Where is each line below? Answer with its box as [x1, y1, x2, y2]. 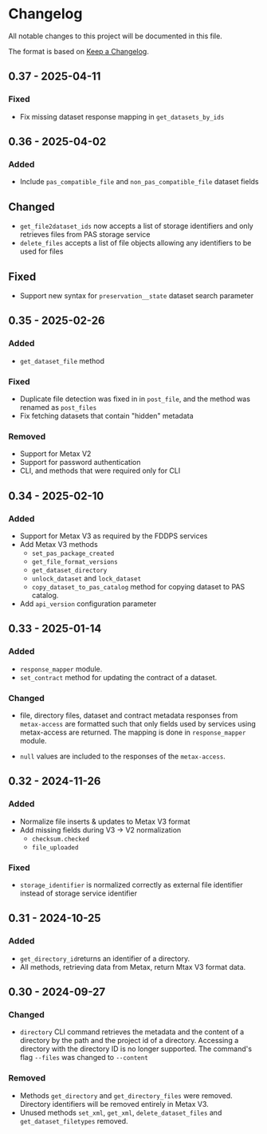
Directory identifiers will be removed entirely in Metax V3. [19, 1099, 209, 1108]
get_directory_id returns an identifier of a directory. [19, 954, 190, 963]
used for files [19, 246, 64, 256]
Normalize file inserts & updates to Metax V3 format [19, 817, 190, 826]
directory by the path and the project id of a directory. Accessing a [19, 1036, 239, 1045]
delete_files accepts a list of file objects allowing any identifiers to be [19, 238, 252, 248]
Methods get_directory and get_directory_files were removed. [19, 1090, 233, 1101]
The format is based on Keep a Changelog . [8, 46, 149, 56]
